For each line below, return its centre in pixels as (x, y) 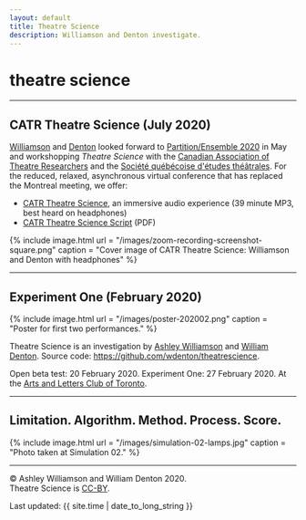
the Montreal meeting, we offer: (69, 186)
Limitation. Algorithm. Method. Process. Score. (146, 421)
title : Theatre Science (55, 26)
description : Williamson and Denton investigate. (106, 35)
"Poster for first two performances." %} (83, 328)
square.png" (33, 250)
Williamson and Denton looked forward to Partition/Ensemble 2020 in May (148, 147)
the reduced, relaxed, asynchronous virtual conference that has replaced (146, 176)
